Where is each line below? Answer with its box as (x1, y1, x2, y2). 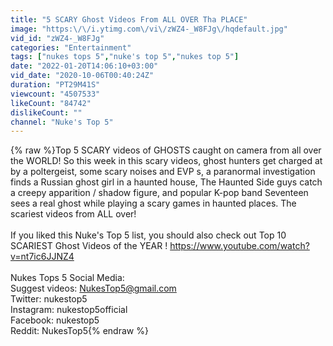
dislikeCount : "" (10, 107, 83, 118)
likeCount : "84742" (10, 98, 92, 108)
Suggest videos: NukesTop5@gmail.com (10, 282, 177, 295)
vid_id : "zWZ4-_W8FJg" (10, 33, 105, 43)
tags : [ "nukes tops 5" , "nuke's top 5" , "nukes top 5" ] (10, 52, 240, 62)
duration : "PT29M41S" (10, 80, 101, 90)
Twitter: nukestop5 (10, 293, 88, 305)
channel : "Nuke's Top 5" (10, 117, 114, 127)
